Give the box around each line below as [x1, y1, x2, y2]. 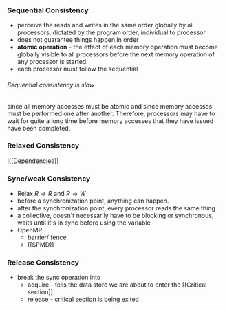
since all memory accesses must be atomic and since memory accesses [7, 102, 213, 110]
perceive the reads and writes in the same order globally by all [17, 21, 194, 30]
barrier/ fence [27, 233, 67, 242]
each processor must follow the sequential [17, 65, 138, 74]
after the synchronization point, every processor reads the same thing [17, 204, 215, 212]
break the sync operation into [17, 274, 101, 282]
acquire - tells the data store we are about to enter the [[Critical [27, 280, 207, 289]
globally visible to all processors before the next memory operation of [17, 50, 215, 58]
